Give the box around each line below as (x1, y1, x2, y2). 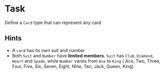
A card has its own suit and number (12, 47, 85, 53)
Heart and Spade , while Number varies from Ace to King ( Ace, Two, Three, (12, 58, 161, 64)
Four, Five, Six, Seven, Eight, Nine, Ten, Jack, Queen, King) (12, 63, 134, 69)
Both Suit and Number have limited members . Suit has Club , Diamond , (12, 52, 154, 58)
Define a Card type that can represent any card (5, 19, 101, 25)
